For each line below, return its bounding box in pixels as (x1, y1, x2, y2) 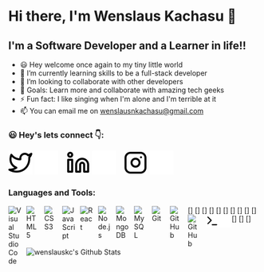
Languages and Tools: (8, 187, 96, 198)
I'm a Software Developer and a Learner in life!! (8, 39, 246, 52)
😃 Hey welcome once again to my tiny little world (19, 60, 183, 69)
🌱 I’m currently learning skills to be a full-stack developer (19, 68, 207, 78)
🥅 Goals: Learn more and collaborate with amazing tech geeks (19, 85, 225, 95)
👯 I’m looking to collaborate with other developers (19, 77, 183, 86)
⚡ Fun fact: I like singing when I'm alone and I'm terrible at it (19, 95, 217, 103)
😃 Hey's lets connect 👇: (8, 129, 104, 140)
